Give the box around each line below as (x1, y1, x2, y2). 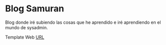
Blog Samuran (5, 3, 64, 14)
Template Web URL (5, 34, 45, 40)
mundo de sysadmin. (5, 24, 48, 30)
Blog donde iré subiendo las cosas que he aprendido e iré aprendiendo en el (5, 19, 161, 25)
